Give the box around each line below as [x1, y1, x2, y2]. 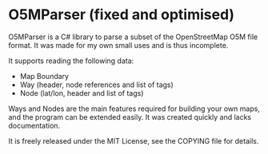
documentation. [8, 120, 61, 130]
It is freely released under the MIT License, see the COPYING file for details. [8, 136, 259, 145]
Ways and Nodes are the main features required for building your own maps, [8, 104, 260, 113]
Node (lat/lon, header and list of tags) [19, 88, 144, 97]
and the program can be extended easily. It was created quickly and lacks [8, 112, 252, 121]
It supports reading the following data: [8, 56, 134, 65]
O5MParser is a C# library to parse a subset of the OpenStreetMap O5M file [8, 32, 258, 41]
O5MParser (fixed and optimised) [8, 6, 234, 24]
